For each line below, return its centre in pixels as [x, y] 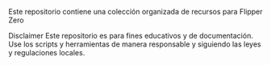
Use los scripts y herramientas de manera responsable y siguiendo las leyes [135, 44]
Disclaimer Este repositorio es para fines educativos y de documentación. [131, 36]
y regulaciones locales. [47, 53]
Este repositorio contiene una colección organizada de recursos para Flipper [136, 12]
